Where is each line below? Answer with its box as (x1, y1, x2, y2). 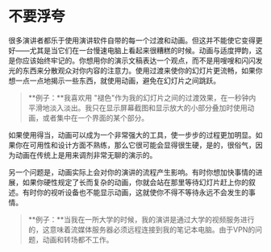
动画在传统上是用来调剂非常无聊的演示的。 (15, 150, 157, 159)
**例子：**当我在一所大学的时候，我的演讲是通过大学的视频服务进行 (27, 214, 255, 224)
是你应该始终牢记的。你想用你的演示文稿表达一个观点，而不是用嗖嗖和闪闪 (8, 56, 256, 65)
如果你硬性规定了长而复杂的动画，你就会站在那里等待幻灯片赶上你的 (22, 177, 248, 187)
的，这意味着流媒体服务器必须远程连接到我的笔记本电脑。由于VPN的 (27, 225, 256, 234)
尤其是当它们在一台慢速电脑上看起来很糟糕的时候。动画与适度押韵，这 (29, 45, 263, 55)
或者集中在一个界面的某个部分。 (42, 113, 149, 122)
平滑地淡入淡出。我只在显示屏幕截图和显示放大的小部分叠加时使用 (27, 102, 248, 113)
